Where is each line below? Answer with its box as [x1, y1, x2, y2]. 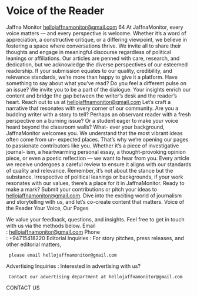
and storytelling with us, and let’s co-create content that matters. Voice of [6, 198, 185, 205]
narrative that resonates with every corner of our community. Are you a [6, 105, 179, 112]
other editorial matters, [6, 241, 62, 248]
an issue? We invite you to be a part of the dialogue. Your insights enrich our [6, 86, 191, 93]
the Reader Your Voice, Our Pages [6, 204, 89, 211]
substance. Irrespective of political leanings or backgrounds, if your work [6, 173, 183, 180]
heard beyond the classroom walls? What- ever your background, [6, 123, 165, 130]
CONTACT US [6, 284, 40, 291]
